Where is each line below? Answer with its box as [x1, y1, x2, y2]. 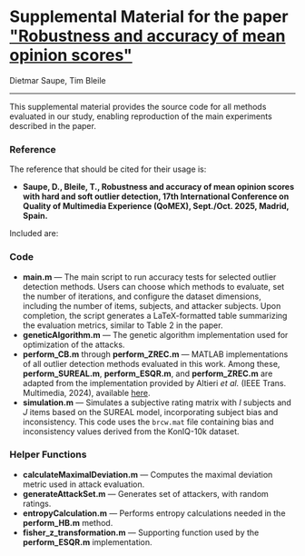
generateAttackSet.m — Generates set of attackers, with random [22, 488, 270, 499]
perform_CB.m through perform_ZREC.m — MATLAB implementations [22, 348, 289, 360]
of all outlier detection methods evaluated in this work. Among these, [22, 358, 280, 369]
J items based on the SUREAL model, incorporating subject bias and [22, 406, 279, 417]
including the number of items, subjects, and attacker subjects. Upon [22, 300, 281, 311]
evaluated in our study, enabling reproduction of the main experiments [9, 111, 272, 122]
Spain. [22, 211, 48, 222]
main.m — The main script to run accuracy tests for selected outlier [22, 271, 277, 283]
